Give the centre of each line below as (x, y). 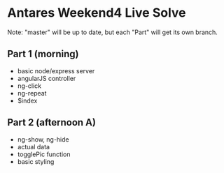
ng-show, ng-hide (43, 139)
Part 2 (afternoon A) (52, 122)
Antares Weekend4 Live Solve (97, 13)
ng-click (29, 86)
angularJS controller (47, 78)
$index (27, 100)
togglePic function (44, 154)
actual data (34, 146)
